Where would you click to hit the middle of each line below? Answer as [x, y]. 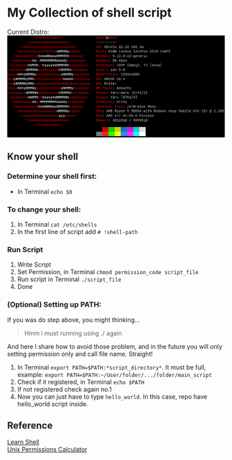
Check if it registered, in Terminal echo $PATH [81, 382]
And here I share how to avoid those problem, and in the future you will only [115, 346]
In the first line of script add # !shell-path [77, 231]
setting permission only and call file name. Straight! [80, 354]
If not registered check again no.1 [64, 389]
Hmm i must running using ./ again [73, 333]
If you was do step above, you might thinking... [74, 320]
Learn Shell [23, 442]
